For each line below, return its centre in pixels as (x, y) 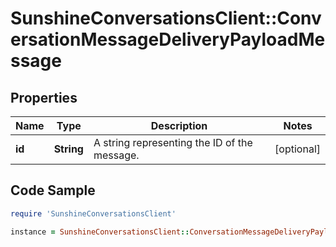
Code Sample (53, 190)
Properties (44, 97)
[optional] (297, 149)
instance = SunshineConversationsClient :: (100, 232)
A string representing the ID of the (173, 142)
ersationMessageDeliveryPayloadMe (168, 39)
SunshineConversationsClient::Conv (166, 18)
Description (179, 125)
